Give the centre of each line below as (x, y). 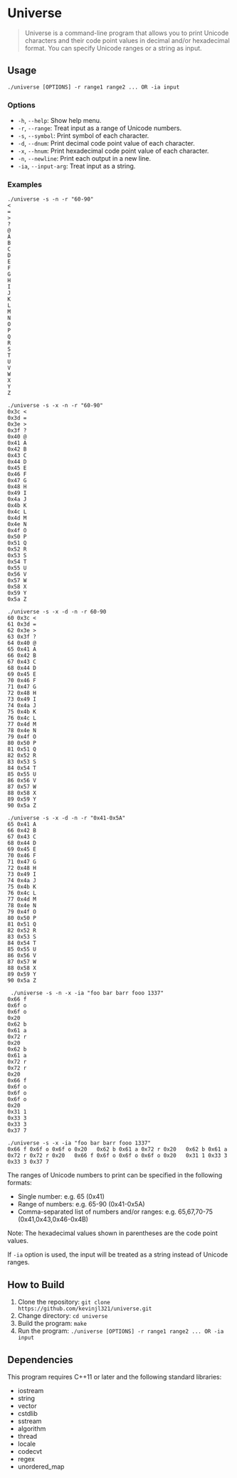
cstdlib (27, 1413)
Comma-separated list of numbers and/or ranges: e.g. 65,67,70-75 (115, 1212)
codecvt (30, 1451)
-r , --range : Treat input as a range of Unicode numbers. (100, 128)
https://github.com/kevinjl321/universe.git (85, 1309)
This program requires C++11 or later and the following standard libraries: (115, 1377)
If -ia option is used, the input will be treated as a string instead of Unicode (118, 1254)
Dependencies (40, 1360)
